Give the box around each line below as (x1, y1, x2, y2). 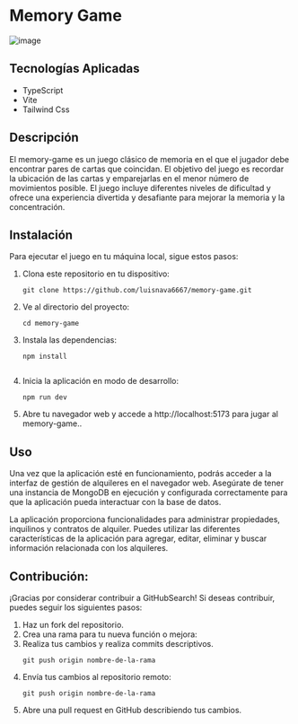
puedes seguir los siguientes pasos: (9, 602, 143, 613)
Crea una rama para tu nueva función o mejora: (22, 629, 197, 640)
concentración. (9, 201, 66, 212)
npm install (22, 352, 67, 362)
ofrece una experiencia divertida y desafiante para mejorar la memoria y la (9, 192, 285, 203)
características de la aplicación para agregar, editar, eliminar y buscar (9, 533, 267, 544)
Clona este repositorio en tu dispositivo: (22, 268, 171, 279)
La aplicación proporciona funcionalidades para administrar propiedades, (9, 514, 281, 525)
